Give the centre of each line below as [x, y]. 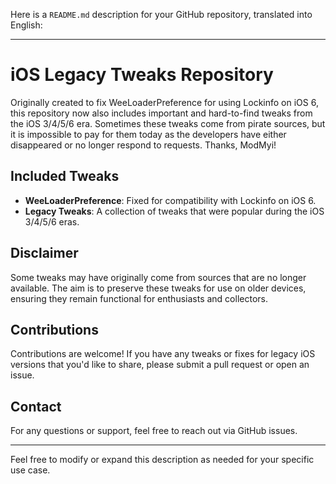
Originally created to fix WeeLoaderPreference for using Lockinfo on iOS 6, [164, 102]
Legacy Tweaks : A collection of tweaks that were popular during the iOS [174, 211]
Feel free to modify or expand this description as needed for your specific [162, 460]
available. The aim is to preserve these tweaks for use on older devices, [158, 288]
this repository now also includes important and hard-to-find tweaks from [161, 113]
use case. [30, 470]
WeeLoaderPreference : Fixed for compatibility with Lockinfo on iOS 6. [170, 200]
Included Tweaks [65, 176]
